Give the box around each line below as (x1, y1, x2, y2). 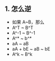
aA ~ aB (12, 40, 29, 46)
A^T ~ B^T (12, 24, 33, 30)
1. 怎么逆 (5, 4, 31, 13)
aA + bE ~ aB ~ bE (12, 45, 50, 51)
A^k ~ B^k (12, 51, 33, 57)
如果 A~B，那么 (12, 19, 45, 25)
